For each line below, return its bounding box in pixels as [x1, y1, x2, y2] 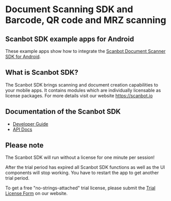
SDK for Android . [5, 53, 41, 60]
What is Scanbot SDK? [5, 68, 79, 77]
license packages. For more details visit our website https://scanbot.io [5, 93, 153, 99]
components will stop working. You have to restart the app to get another [5, 169, 159, 176]
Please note [5, 141, 44, 150]
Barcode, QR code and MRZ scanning [5, 14, 166, 26]
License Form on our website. [5, 190, 68, 196]
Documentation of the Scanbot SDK [5, 107, 121, 116]
